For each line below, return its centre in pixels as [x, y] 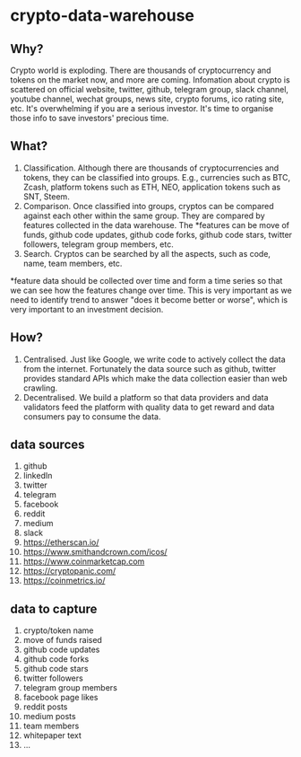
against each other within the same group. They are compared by [144, 216]
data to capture [54, 608]
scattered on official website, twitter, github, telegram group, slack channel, [150, 89]
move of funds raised [62, 640]
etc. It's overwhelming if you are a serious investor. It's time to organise [142, 108]
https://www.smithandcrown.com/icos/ [95, 552]
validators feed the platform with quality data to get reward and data [149, 407]
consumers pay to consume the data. [92, 416]
